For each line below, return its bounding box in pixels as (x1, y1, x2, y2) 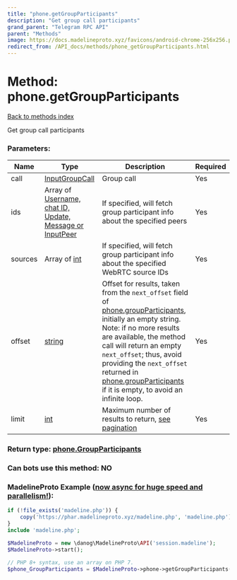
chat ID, (44, 203, 71, 213)
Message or (44, 221, 84, 231)
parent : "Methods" (7, 30, 61, 37)
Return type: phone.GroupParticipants (7, 444, 142, 454)
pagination (102, 423, 138, 433)
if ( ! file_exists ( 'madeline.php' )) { (7, 507, 119, 514)
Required (195, 162, 226, 172)
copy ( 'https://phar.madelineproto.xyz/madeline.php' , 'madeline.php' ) (20, 514, 232, 521)
